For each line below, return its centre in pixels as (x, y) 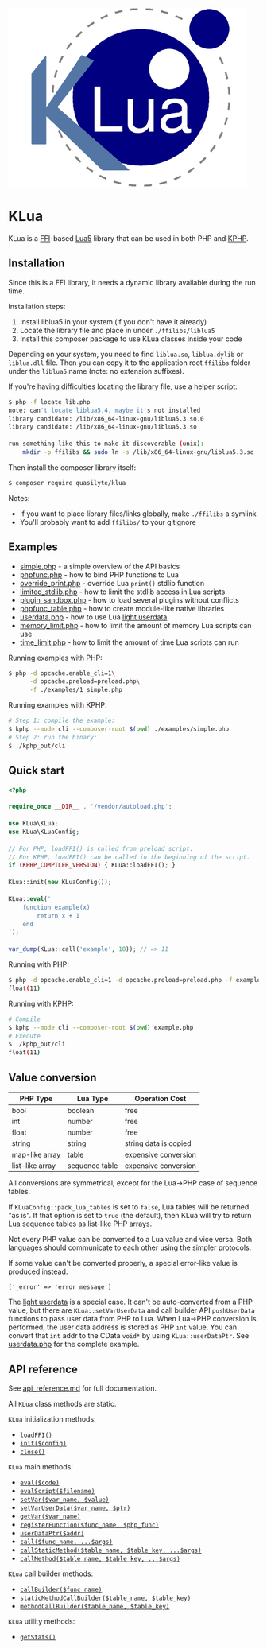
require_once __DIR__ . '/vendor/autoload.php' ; (90, 807)
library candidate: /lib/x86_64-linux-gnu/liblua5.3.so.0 (106, 419)
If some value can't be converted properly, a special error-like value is (123, 1263)
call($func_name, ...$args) (66, 1542)
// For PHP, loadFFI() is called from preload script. (101, 848)
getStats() (38, 1638)
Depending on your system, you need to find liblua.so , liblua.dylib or (126, 354)
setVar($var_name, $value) (64, 1500)
